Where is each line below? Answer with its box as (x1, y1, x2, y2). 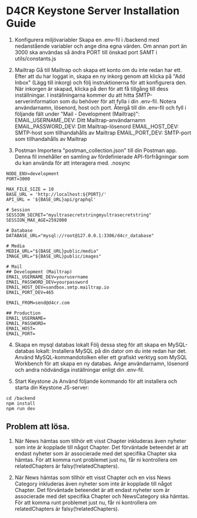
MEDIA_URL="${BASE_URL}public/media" (6, 248, 99, 254)
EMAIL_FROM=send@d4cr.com (6, 300, 70, 306)
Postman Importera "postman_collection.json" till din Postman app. (14, 146, 178, 154)
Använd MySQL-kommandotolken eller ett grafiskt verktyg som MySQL (14, 353, 188, 360)
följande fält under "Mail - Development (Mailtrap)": (14, 110, 140, 117)
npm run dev (6, 405, 35, 411)
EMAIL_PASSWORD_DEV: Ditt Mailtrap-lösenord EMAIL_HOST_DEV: (14, 123, 179, 130)
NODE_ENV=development (6, 171, 60, 176)
